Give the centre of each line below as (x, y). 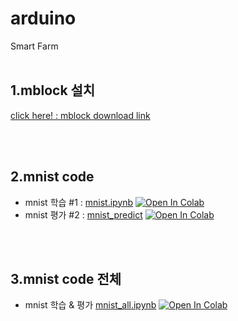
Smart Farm (34, 46)
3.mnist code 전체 (66, 278)
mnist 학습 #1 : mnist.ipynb (79, 202)
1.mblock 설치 (53, 90)
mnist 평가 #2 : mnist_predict (83, 214)
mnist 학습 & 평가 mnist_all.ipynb (90, 305)
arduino (43, 18)
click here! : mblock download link (80, 115)
